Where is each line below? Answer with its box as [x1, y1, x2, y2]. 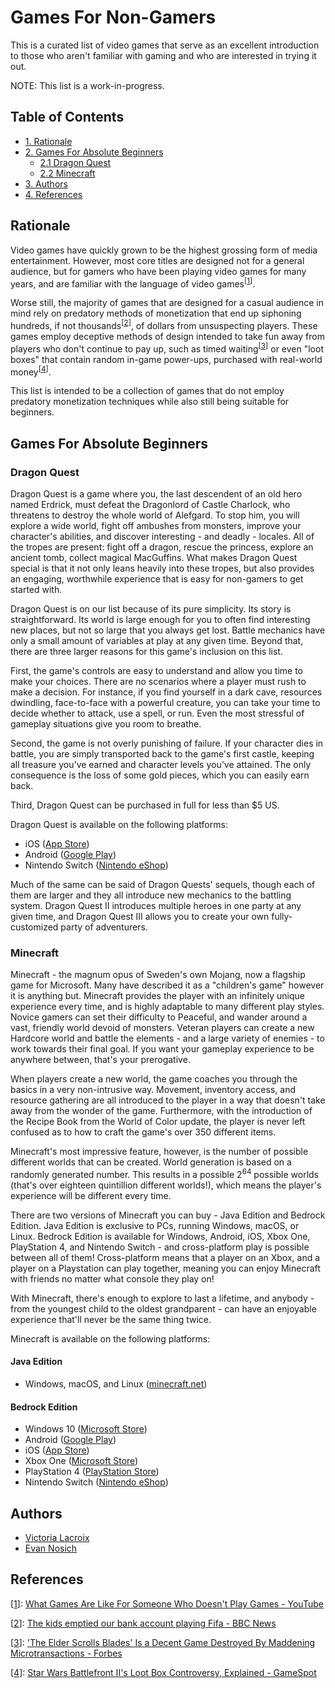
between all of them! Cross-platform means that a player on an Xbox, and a [10, 1251, 321, 1263]
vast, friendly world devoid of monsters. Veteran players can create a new [10, 1022, 315, 1034]
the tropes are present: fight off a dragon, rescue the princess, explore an [10, 541, 314, 553]
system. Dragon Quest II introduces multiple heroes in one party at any [10, 899, 302, 911]
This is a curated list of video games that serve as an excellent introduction [10, 39, 320, 51]
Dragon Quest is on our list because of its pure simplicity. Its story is [10, 602, 292, 615]
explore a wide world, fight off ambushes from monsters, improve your [10, 519, 302, 531]
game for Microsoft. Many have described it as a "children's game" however [10, 979, 325, 991]
